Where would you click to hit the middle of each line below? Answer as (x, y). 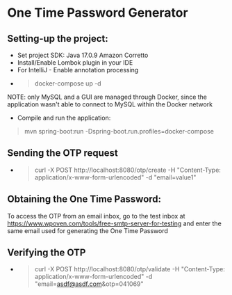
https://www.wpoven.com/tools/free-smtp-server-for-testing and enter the (115, 223)
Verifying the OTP (47, 253)
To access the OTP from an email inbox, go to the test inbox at (96, 216)
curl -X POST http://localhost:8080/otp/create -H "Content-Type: (127, 170)
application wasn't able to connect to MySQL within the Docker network (110, 104)
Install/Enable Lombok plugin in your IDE (75, 63)
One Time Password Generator (98, 13)
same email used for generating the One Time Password (88, 230)
